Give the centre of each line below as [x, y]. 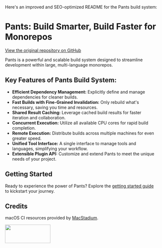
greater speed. [27, 138]
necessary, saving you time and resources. [55, 107]
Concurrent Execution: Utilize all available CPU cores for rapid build [80, 123]
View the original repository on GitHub [43, 50]
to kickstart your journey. [30, 191]
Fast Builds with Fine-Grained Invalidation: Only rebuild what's [75, 102]
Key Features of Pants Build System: [61, 80]
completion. [24, 128]
